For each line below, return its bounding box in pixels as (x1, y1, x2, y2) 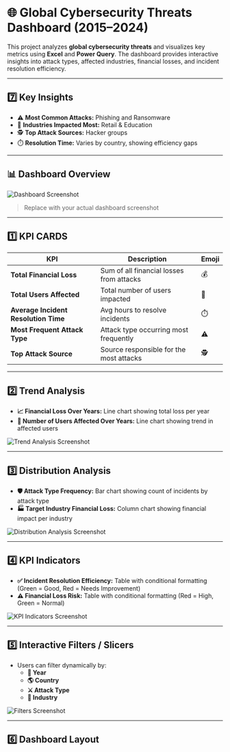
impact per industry (16, 514, 73, 523)
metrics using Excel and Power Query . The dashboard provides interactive (7, 49, 219, 58)
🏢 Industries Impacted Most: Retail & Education (16, 120, 153, 128)
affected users (16, 424, 58, 433)
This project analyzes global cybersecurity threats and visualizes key (7, 43, 205, 51)
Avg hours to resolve (100, 306, 166, 315)
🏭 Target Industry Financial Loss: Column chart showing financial (16, 505, 207, 512)
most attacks (100, 354, 142, 363)
